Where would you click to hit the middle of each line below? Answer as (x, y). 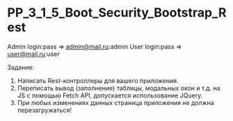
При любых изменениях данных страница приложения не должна (115, 102)
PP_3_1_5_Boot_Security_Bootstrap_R (117, 13)
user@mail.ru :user (34, 54)
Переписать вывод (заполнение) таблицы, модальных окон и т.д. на (119, 88)
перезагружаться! (44, 110)
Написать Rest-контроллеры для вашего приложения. (98, 80)
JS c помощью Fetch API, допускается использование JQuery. (110, 95)
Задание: (21, 67)
